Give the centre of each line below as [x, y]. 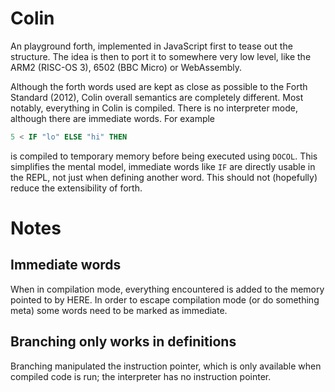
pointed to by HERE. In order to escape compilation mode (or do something [165, 299]
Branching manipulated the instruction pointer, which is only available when [166, 366]
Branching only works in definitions [123, 342]
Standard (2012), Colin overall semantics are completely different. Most [157, 97]
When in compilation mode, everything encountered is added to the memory [167, 289]
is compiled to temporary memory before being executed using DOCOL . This [164, 156]
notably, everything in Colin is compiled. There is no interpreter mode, [154, 108]
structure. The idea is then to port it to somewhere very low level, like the [161, 56]
